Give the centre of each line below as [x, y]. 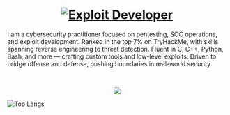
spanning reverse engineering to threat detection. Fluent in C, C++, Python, [116, 49]
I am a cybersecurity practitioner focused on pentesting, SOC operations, [113, 34]
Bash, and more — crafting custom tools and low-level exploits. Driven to [112, 56]
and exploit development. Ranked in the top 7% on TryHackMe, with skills [113, 41]
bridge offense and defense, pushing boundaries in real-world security [109, 63]
